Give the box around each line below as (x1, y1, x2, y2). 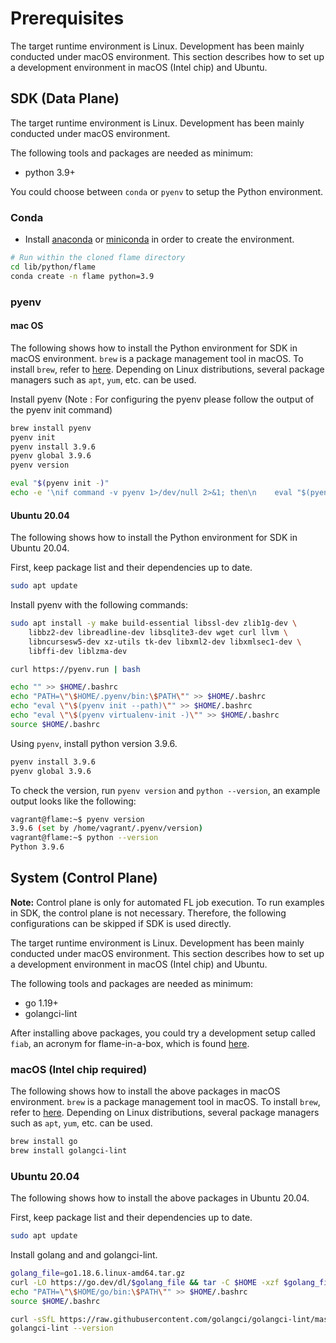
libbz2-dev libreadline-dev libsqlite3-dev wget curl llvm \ (28, 627, 288, 637)
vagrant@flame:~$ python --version (10, 833, 159, 843)
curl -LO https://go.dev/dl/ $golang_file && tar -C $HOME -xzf (10, 1277, 280, 1287)
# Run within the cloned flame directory (10, 253, 186, 263)
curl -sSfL (10, 1314, 56, 1324)
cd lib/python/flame (10, 262, 97, 272)
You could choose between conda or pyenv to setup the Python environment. (10, 185, 324, 197)
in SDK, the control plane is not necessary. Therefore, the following (10, 907, 287, 919)
